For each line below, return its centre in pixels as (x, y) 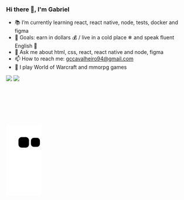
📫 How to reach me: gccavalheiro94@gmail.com (74, 59)
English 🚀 (26, 46)
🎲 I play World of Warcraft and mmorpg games (71, 67)
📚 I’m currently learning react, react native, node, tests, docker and (96, 22)
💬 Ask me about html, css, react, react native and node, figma (89, 52)
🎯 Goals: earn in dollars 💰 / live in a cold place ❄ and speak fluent (94, 38)
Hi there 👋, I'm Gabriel (38, 9)
